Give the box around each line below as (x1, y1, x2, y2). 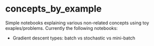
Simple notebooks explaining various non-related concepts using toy (5, 20, 149, 26)
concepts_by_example (5, 3, 102, 15)
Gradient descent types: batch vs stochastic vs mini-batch (12, 35, 136, 41)
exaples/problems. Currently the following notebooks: (5, 25, 118, 31)
